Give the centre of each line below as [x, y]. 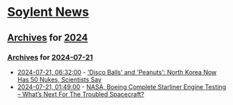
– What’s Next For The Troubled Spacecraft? [81, 94]
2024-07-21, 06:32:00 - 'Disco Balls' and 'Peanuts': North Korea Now [117, 72]
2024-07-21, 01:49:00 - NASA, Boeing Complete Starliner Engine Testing [121, 86]
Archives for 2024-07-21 [50, 57]
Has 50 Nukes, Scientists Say [59, 79]
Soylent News [48, 12]
